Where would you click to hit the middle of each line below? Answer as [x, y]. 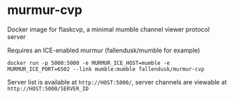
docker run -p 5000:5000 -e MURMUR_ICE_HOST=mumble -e [89, 63]
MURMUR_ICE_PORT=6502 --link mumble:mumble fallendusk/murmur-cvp [106, 69]
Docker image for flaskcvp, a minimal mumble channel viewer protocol [109, 29]
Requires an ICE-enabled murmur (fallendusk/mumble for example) [104, 50]
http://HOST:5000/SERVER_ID [48, 89]
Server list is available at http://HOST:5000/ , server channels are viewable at [117, 82]
